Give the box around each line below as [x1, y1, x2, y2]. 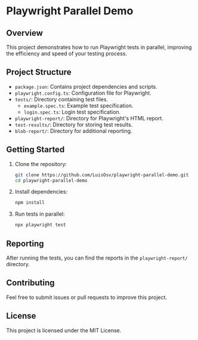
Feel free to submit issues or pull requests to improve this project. [6, 294, 168, 301]
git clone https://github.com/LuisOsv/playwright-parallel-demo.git [14, 171, 189, 178]
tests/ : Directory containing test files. [14, 95, 109, 102]
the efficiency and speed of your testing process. [6, 50, 127, 57]
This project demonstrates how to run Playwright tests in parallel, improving [6, 43, 192, 51]
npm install [14, 199, 45, 206]
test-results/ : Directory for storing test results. [14, 121, 133, 128]
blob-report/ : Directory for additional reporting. [14, 127, 132, 135]
